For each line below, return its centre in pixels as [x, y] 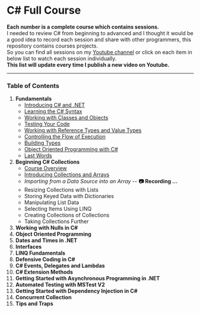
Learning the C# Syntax [53, 111]
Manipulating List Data [52, 202]
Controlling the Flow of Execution [65, 137]
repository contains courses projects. [53, 46]
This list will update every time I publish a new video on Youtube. [88, 65]
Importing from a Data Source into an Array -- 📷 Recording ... [101, 181]
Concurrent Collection [43, 298]
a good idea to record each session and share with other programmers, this [99, 39]
